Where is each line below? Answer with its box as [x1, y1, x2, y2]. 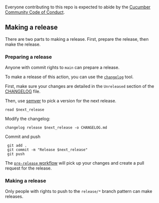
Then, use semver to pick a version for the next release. [5, 98, 116, 104]
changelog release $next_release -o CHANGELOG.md [5, 125, 108, 130]
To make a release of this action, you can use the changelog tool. [5, 74, 134, 80]
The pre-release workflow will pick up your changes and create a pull [5, 160, 144, 166]
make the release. [5, 41, 41, 47]
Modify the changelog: [5, 116, 50, 122]
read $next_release [5, 107, 45, 112]
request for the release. [5, 165, 52, 171]
